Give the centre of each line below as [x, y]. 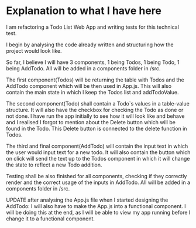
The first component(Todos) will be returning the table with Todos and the [95, 80]
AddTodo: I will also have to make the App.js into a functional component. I [96, 206]
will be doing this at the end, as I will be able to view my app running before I [98, 212]
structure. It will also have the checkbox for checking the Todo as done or [95, 110]
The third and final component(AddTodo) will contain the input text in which [97, 146]
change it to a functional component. [51, 219]
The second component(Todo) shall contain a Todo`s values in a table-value [98, 103]
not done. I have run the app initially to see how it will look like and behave [95, 116]
